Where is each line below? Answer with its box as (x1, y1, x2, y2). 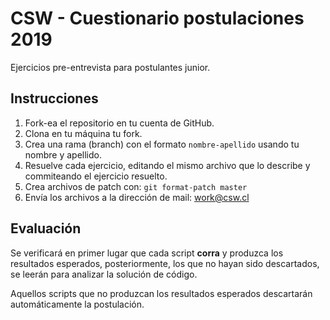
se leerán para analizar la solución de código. (10, 268, 198, 280)
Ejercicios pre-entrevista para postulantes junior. (10, 61, 211, 73)
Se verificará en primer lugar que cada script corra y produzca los (10, 247, 284, 259)
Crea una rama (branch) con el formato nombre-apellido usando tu (24, 138, 300, 150)
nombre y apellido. (24, 148, 103, 161)
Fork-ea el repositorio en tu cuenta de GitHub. (24, 117, 215, 129)
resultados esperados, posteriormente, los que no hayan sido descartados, (10, 257, 320, 269)
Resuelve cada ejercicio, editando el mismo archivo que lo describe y (24, 159, 311, 171)
